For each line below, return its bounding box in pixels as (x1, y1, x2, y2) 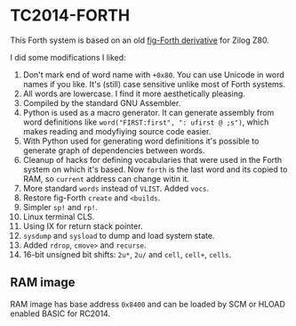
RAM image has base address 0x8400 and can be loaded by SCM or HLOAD (10, 298, 285, 309)
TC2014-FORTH (10, 5, 131, 26)
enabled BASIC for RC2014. (10, 308, 110, 319)
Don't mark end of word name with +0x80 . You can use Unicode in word (22, 69, 284, 80)
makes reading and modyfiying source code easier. (22, 126, 212, 136)
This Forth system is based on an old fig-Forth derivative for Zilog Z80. (10, 35, 269, 45)
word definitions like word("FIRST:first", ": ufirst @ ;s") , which (22, 117, 269, 127)
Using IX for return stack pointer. (22, 220, 143, 232)
